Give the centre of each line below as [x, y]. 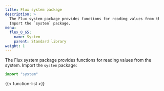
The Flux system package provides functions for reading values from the [78, 60]
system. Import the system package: [41, 65]
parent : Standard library [40, 42]
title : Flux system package [34, 10]
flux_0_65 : [20, 32]
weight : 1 [15, 46]
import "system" [21, 74]
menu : [10, 28]
